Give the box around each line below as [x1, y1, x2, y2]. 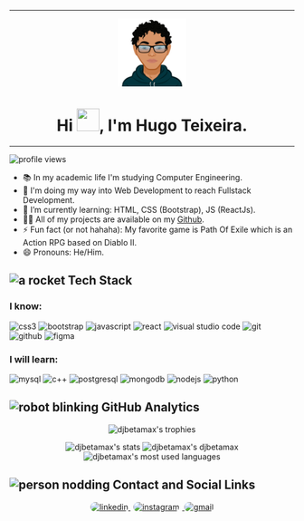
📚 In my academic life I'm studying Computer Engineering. [22, 171, 242, 182]
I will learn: [9, 352, 59, 365]
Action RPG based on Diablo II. [22, 236, 138, 247]
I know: [9, 300, 43, 313]
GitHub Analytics [100, 400, 201, 415]
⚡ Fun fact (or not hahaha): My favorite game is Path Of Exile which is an [22, 224, 293, 235]
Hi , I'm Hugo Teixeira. [56, 115, 248, 136]
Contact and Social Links [112, 478, 256, 493]
